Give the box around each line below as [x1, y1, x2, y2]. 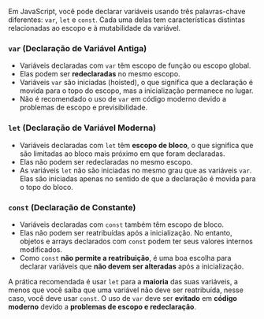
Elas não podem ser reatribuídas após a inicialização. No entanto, [19, 228, 232, 237]
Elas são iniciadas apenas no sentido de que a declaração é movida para [19, 173, 256, 184]
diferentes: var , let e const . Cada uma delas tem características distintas [8, 15, 246, 24]
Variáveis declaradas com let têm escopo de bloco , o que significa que [19, 140, 254, 150]
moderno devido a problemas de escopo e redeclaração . [8, 302, 197, 311]
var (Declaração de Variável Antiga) [8, 43, 147, 54]
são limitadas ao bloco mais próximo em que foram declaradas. [19, 149, 225, 158]
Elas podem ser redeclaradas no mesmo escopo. [19, 69, 180, 79]
